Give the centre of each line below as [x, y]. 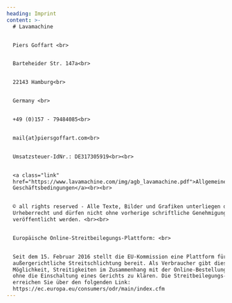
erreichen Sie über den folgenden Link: [72, 283]
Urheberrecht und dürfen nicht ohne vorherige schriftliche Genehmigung [120, 213]
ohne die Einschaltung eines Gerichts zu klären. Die [92, 276]
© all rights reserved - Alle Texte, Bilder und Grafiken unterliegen [117, 207]
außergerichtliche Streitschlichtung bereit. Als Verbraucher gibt [112, 263]
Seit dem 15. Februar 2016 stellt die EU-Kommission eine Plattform [114, 257]
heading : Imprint [32, 14]
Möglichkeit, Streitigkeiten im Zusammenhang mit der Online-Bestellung [120, 270]
